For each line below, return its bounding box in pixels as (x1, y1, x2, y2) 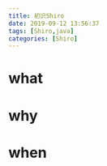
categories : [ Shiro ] (8, 34, 79, 43)
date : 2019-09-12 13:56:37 (8, 19, 100, 28)
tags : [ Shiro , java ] (8, 27, 75, 35)
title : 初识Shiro (8, 11, 65, 20)
